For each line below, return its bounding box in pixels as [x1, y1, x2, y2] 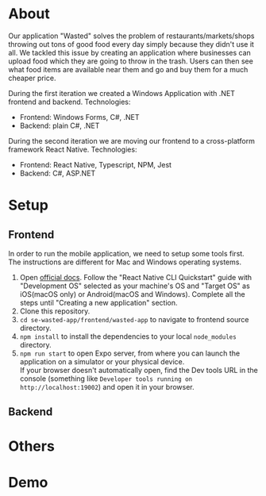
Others [8, 437, 56, 455]
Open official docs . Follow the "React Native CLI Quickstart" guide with [19, 272, 253, 282]
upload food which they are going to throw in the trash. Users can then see [8, 56, 254, 66]
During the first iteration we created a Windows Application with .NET [8, 88, 236, 98]
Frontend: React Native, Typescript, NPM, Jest [19, 160, 172, 169]
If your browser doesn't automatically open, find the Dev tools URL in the [19, 365, 258, 375]
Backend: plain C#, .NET [19, 121, 100, 130]
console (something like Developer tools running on [19, 374, 193, 383]
